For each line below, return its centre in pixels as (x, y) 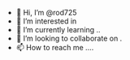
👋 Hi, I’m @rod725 (46, 13)
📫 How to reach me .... (55, 47)
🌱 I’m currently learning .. (58, 30)
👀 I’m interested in (46, 21)
